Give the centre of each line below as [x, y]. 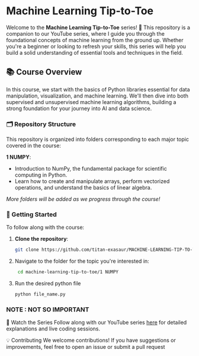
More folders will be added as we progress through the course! [83, 199]
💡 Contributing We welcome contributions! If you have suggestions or [91, 341]
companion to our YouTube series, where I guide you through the [85, 33]
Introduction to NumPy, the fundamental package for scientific [91, 169]
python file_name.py [40, 294]
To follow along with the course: [45, 228]
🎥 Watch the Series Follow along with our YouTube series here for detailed [97, 323]
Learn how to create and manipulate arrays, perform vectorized [92, 181]
